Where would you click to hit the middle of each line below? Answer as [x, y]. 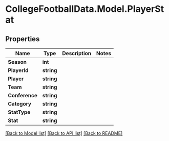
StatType [19, 112]
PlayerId [18, 70]
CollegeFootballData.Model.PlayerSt [85, 9]
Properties [23, 39]
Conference [23, 95]
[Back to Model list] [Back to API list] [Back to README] [64, 133]
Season [17, 62]
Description [77, 53]
